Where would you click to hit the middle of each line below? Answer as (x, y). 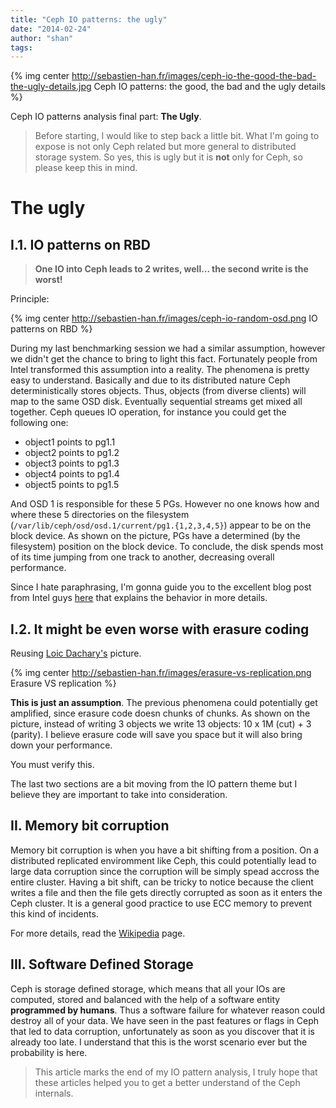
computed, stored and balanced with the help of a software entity (145, 999)
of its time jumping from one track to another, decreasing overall (142, 557)
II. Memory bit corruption (90, 826)
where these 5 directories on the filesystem (100, 515)
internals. (54, 1093)
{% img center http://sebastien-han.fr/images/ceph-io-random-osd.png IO (164, 318)
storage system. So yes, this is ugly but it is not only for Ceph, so (168, 157)
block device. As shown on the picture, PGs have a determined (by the (155, 536)
